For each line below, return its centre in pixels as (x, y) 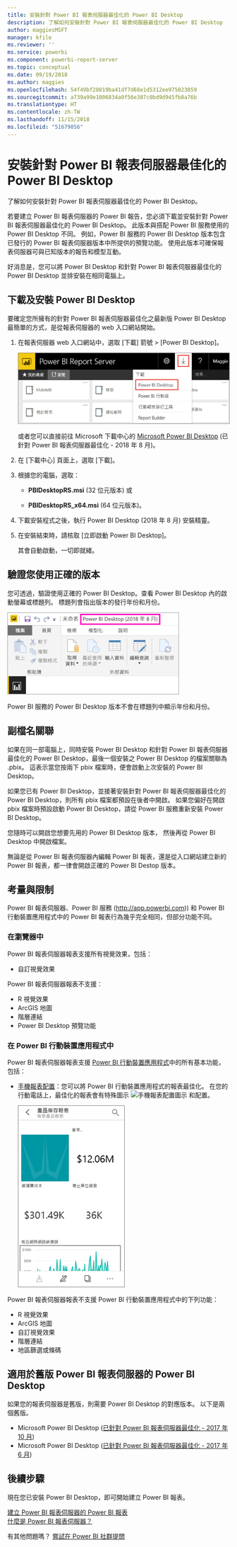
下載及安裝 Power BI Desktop (71, 300)
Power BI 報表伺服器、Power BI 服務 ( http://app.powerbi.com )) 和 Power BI (116, 908)
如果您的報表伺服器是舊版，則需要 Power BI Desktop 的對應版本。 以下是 (113, 1404)
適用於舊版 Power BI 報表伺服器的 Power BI (101, 1375)
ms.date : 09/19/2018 (38, 74)
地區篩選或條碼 (39, 1349)
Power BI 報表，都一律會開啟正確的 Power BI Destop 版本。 (93, 865)
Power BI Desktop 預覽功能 (57, 1025)
